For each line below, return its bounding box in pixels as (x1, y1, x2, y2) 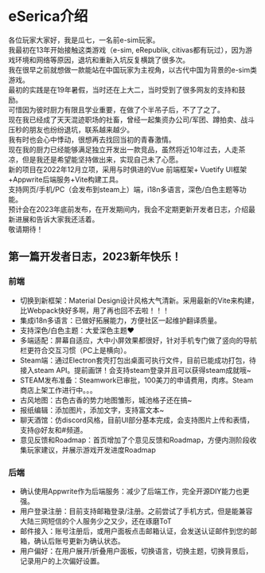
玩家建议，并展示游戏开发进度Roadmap (26, 445, 157, 454)
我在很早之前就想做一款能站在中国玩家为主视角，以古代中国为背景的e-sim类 (8, 65, 257, 74)
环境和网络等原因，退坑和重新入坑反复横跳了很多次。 (14, 55, 189, 65)
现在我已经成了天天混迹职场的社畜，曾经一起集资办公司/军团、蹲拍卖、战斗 (8, 115, 255, 124)
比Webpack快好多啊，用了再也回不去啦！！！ (19, 305, 170, 315)
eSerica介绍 (8, 7, 88, 26)
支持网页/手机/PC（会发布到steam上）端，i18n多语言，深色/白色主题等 (8, 184, 240, 194)
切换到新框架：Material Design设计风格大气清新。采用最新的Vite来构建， (19, 296, 259, 305)
